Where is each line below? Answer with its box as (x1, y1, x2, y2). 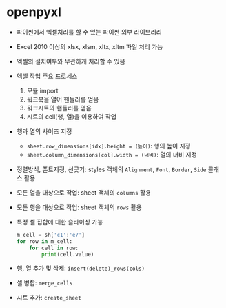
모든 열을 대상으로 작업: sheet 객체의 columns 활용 (16, 188, 152, 197)
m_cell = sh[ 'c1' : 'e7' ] (16, 231, 85, 238)
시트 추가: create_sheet (16, 293, 82, 302)
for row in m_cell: (16, 238, 73, 245)
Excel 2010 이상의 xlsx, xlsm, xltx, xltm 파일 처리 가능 (16, 42, 163, 50)
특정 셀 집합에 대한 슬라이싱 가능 (16, 218, 103, 226)
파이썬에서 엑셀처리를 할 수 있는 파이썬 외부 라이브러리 (16, 28, 163, 36)
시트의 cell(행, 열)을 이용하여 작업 (26, 112, 117, 121)
